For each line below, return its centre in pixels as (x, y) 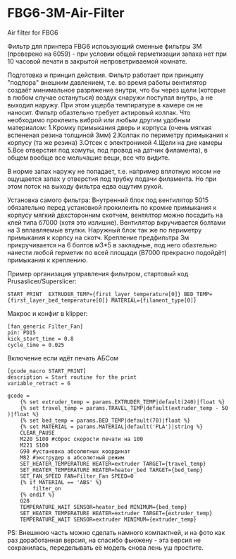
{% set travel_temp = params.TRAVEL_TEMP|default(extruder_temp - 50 (124, 408)
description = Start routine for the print (72, 377)
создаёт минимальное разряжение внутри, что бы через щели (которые (117, 90)
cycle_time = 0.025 (36, 345)
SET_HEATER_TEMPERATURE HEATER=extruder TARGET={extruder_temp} (116, 513)
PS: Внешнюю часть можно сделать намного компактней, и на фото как (116, 532)
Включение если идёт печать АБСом (63, 358)
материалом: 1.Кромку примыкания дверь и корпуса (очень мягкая (110, 127)
